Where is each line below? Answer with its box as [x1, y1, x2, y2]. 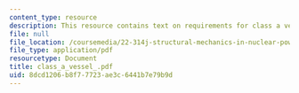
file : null [9, 29, 50, 38]
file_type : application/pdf [9, 46, 114, 55]
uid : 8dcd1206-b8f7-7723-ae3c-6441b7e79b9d [9, 71, 174, 80]
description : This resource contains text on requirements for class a [9, 21, 280, 30]
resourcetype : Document [9, 54, 98, 63]
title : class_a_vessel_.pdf [9, 63, 114, 72]
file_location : [9, 37, 66, 47]
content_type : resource [9, 12, 98, 22]
